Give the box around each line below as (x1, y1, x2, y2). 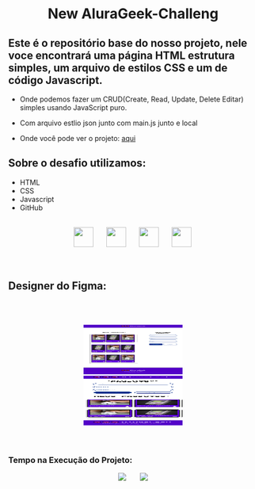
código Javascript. (8, 73, 103, 87)
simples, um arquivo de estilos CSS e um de (8, 61, 228, 74)
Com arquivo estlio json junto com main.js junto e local (19, 118, 198, 128)
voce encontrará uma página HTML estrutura (8, 48, 235, 62)
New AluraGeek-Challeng (47, 5, 219, 23)
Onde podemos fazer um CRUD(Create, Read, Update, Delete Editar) (19, 94, 244, 104)
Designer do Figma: (8, 279, 107, 293)
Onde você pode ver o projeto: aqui (19, 134, 136, 143)
